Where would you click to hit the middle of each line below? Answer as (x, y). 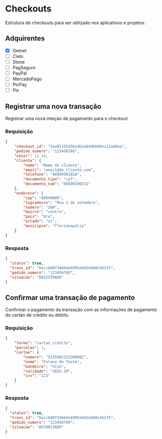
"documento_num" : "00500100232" (57, 184)
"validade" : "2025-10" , (48, 371)
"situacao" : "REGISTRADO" (37, 277)
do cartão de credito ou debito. (37, 315)
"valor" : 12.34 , (31, 156)
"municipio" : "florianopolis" (55, 226)
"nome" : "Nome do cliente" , (52, 165)
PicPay (20, 85)
